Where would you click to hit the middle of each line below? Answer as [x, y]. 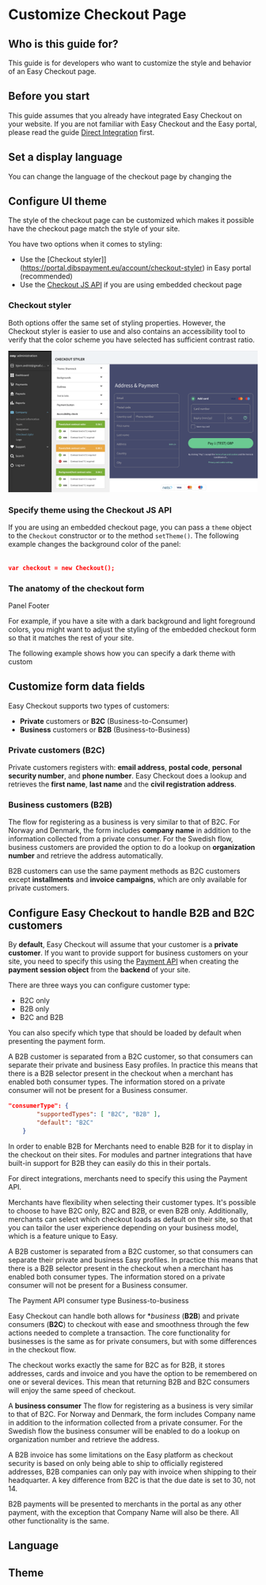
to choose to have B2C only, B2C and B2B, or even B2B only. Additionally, [128, 1210]
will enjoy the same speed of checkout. [72, 1390]
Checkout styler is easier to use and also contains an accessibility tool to [127, 331]
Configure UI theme [57, 201]
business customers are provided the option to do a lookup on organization [132, 848]
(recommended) [46, 276]
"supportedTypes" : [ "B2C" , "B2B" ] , [99, 1114]
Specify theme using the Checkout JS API [90, 510]
